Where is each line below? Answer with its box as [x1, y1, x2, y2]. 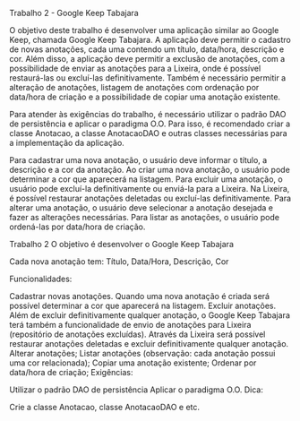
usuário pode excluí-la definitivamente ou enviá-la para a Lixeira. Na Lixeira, [9, 184, 290, 193]
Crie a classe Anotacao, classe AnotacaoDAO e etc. [9, 402, 200, 412]
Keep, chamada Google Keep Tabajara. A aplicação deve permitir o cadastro [9, 35, 291, 45]
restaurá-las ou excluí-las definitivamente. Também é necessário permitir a [9, 73, 287, 83]
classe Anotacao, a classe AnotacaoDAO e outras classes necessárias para [9, 128, 288, 138]
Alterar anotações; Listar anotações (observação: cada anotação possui [9, 348, 276, 358]
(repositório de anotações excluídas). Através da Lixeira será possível [9, 329, 266, 339]
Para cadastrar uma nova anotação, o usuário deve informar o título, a [9, 155, 268, 165]
